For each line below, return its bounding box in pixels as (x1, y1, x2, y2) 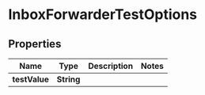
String (56, 74, 81, 85)
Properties (8, 37, 62, 51)
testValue (12, 74, 50, 85)
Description (88, 61, 133, 71)
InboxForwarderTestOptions (8, 6, 198, 24)
